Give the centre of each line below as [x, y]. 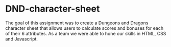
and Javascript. [22, 39]
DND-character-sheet [53, 9]
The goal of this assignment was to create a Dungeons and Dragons [77, 23]
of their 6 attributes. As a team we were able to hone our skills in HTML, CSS [86, 33]
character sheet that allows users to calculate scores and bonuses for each [84, 28]
